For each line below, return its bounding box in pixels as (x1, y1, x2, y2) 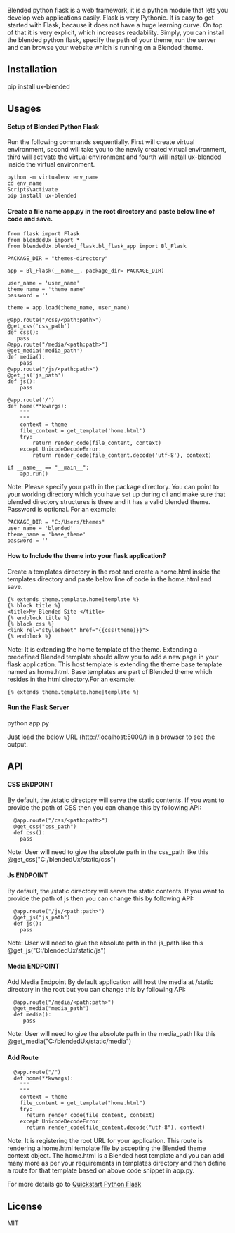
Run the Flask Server (7, 703, 69, 712)
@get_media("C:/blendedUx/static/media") (7, 1037, 132, 1046)
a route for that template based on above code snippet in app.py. (7, 1166, 195, 1175)
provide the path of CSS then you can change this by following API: (7, 803, 202, 811)
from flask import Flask (7, 230, 80, 238)
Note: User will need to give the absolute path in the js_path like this (7, 938, 203, 947)
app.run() (20, 470, 49, 477)
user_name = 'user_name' (7, 279, 80, 287)
